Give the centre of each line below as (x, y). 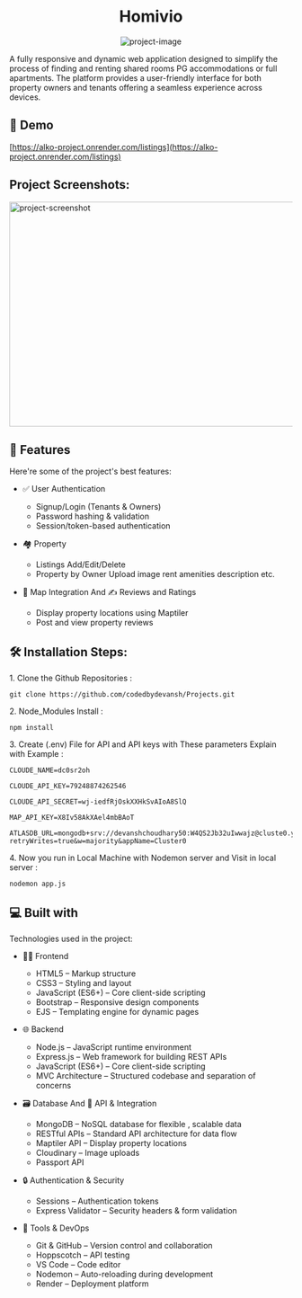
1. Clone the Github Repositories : (71, 678)
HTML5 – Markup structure (86, 973)
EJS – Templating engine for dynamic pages (117, 1012)
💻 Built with (44, 913)
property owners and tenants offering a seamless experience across (136, 87)
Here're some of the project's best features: (91, 471)
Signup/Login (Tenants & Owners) (98, 507)
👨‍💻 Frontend (45, 956)
